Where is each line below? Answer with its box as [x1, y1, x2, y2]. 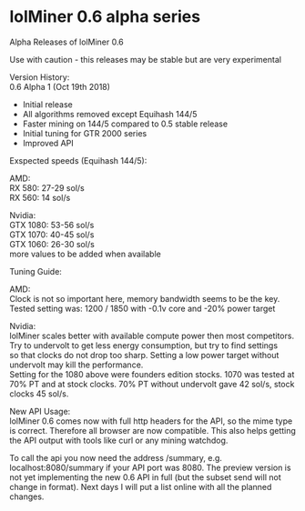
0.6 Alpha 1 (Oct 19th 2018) [9, 81, 111, 92]
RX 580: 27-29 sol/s [9, 182, 85, 193]
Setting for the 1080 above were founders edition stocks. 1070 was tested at [9, 368, 295, 379]
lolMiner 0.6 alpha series [9, 6, 201, 27]
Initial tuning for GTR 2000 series [22, 127, 147, 138]
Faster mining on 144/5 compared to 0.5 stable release [22, 118, 229, 129]
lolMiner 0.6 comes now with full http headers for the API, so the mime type [9, 416, 293, 426]
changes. [9, 491, 45, 502]
